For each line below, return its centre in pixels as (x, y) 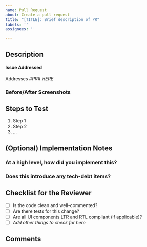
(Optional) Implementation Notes (59, 148)
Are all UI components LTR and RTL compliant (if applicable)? (77, 217)
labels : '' (17, 24)
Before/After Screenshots (38, 92)
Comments (23, 239)
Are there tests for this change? (46, 211)
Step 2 (20, 127)
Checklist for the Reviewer (48, 193)
